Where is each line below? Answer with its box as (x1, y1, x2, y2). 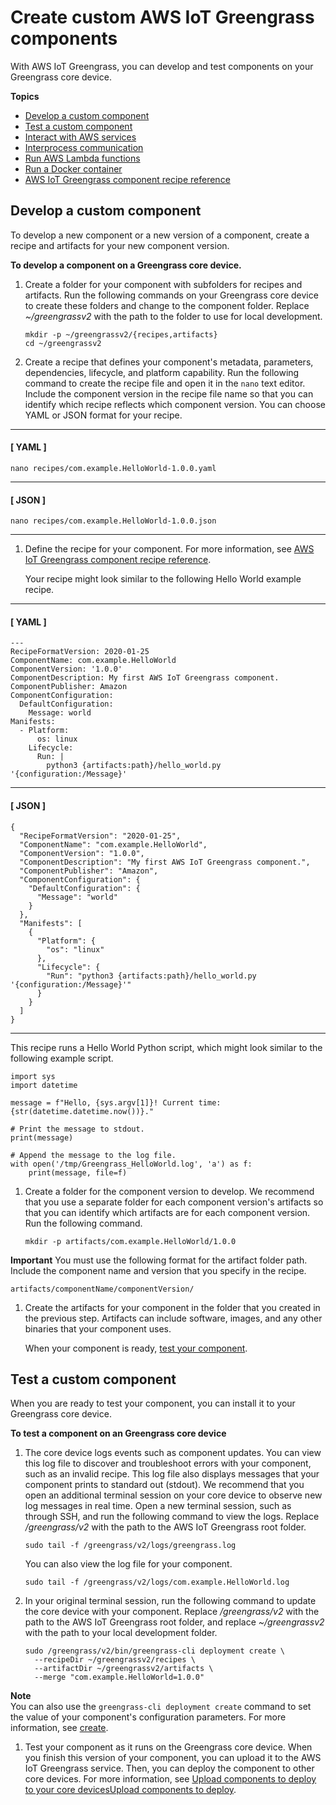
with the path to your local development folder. (24, 1627, 218, 1639)
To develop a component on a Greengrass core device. (10, 259, 242, 271)
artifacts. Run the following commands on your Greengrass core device (24, 289, 319, 301)
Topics (10, 90, 40, 102)
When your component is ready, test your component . (24, 1342, 248, 1354)
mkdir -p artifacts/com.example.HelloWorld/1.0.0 (24, 1236, 237, 1246)
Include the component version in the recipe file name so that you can (24, 387, 314, 400)
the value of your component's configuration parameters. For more (10, 1711, 287, 1723)
